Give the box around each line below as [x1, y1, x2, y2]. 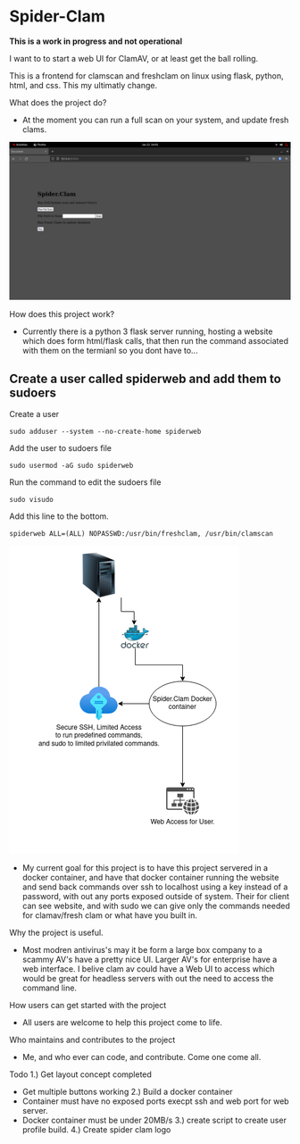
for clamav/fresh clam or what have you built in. [21, 910, 198, 921]
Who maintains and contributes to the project [9, 1034, 176, 1046]
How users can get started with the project [9, 1000, 167, 1011]
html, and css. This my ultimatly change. [9, 79, 158, 90]
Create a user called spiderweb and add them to [9, 371, 281, 386]
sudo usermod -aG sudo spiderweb [9, 462, 134, 471]
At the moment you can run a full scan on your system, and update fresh [21, 114, 289, 125]
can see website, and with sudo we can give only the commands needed [21, 900, 290, 912]
